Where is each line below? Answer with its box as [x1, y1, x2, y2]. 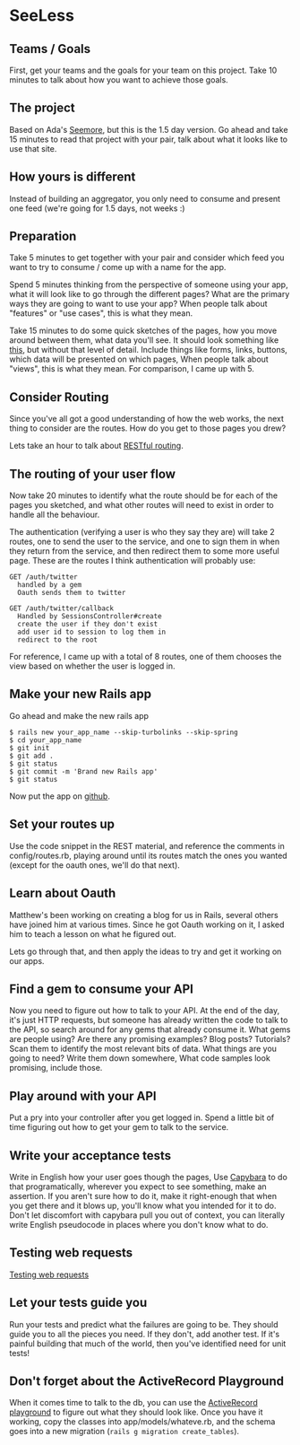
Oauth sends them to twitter [17, 589, 126, 598]
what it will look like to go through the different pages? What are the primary [9, 289, 290, 300]
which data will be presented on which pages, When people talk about [9, 354, 269, 364]
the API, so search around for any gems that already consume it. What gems [9, 1024, 291, 1035]
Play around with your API [9, 1088, 157, 1104]
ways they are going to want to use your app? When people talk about [9, 298, 268, 310]
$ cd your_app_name [9, 735, 82, 745]
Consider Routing [9, 390, 109, 405]
